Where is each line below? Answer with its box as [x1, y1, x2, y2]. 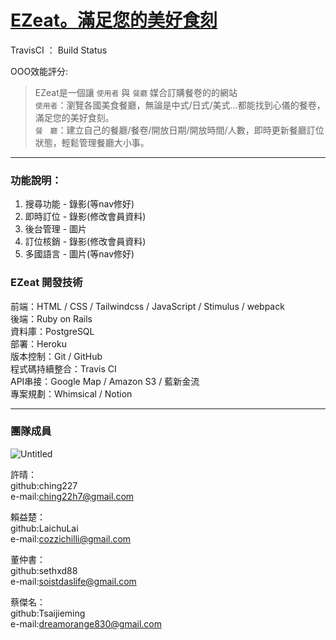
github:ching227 [10, 479, 78, 491]
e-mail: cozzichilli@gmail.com [10, 532, 132, 545]
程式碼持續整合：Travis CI [10, 362, 117, 375]
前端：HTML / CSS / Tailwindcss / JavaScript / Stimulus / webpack [10, 300, 285, 312]
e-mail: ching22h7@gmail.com [10, 490, 135, 502]
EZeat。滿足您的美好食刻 [10, 9, 218, 32]
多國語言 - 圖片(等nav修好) [24, 248, 135, 260]
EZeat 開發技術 [10, 276, 83, 290]
